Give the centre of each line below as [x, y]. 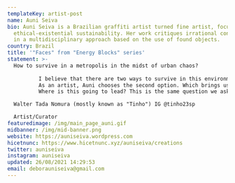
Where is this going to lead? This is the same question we [128, 91]
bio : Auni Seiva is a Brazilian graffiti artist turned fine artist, [111, 27]
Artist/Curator [36, 117]
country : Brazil [31, 46]
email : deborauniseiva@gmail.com [56, 169]
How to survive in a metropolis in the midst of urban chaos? [106, 66]
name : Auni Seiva [33, 20]
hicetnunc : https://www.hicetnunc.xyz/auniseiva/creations [95, 143]
